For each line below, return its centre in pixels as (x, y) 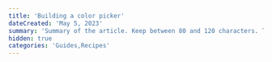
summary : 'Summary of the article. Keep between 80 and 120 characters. (134, 31)
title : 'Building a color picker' (67, 16)
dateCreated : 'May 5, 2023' (56, 23)
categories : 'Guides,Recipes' (59, 46)
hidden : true (30, 38)
